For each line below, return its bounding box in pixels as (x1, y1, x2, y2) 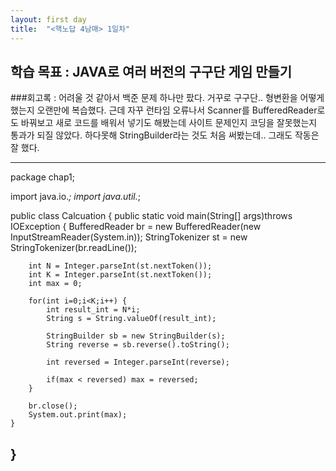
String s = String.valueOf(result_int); (46, 314, 217, 324)
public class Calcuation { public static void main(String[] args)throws (10, 210, 293, 222)
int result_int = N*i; (46, 305, 141, 315)
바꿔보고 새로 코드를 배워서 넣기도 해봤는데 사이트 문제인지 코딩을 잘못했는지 (20, 117, 318, 129)
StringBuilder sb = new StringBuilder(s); (46, 331, 226, 341)
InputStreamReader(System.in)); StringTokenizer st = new (10, 231, 248, 243)
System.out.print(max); (28, 410, 128, 420)
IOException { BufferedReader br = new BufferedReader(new (10, 221, 262, 233)
